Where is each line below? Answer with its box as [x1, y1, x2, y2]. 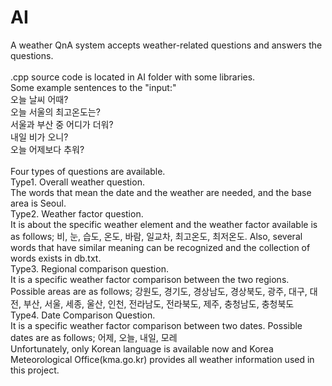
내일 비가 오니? [10, 131, 69, 143]
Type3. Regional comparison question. [10, 262, 169, 275]
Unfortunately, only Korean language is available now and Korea [10, 342, 274, 355]
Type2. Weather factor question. [10, 207, 144, 220]
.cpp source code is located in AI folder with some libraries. [10, 71, 256, 83]
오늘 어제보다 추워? [10, 143, 85, 155]
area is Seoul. [10, 197, 67, 209]
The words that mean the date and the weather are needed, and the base [10, 186, 312, 198]
